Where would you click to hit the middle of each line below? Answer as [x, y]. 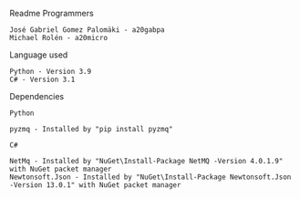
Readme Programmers [52, 13]
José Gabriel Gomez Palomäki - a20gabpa [88, 30]
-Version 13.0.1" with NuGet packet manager [95, 185]
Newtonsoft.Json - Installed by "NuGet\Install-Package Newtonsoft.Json [150, 177]
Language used [39, 55]
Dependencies [37, 96]
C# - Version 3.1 [42, 79]
